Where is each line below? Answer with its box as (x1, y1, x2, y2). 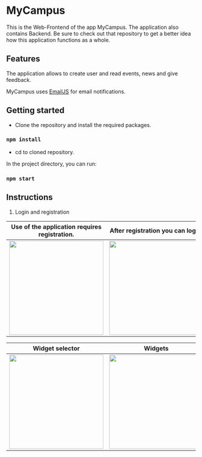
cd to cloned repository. (14, 148, 75, 155)
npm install (6, 136, 41, 143)
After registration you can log (109, 226, 197, 235)
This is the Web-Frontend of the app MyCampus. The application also (6, 23, 179, 31)
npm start (6, 175, 35, 182)
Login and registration (14, 208, 70, 216)
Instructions (6, 192, 53, 202)
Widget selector (32, 344, 80, 352)
